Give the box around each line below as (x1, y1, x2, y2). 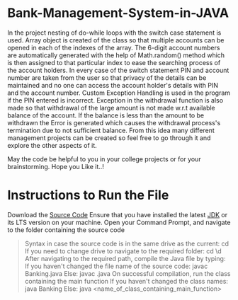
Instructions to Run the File (7, 187, 169, 203)
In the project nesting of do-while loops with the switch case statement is (7, 28, 222, 37)
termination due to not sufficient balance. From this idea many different (7, 126, 215, 134)
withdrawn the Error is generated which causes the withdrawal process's (7, 118, 221, 127)
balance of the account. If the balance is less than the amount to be (7, 111, 205, 120)
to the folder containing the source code (7, 225, 125, 234)
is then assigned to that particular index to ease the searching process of (7, 58, 221, 67)
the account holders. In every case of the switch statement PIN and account (7, 66, 229, 74)
